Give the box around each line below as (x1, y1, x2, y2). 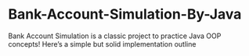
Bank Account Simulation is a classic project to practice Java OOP (8, 31, 222, 40)
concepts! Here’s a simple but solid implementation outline (8, 39, 197, 48)
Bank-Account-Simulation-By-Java (8, 5, 242, 23)
